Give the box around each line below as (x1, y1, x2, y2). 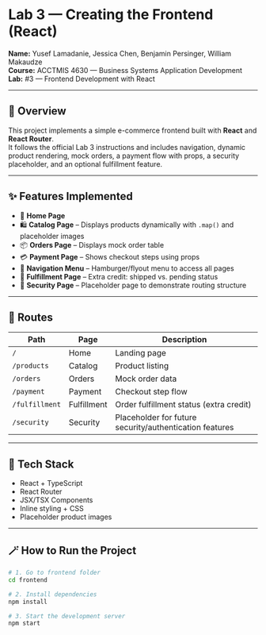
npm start (8, 619, 41, 628)
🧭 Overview (8, 105, 66, 118)
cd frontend (8, 575, 47, 584)
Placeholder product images (19, 512, 112, 521)
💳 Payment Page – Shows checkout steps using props (19, 252, 200, 261)
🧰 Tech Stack (8, 457, 74, 471)
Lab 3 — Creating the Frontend (8, 6, 214, 24)
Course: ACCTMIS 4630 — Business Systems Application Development (8, 65, 243, 75)
